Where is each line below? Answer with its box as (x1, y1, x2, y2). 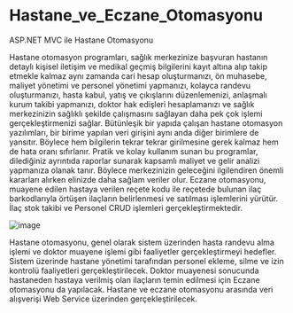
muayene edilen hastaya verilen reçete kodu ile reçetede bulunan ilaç (9, 184, 262, 194)
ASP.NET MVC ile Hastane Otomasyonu (9, 35, 154, 45)
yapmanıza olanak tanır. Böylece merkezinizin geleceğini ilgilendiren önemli (9, 165, 284, 176)
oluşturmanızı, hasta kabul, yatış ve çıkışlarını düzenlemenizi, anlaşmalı (9, 90, 267, 100)
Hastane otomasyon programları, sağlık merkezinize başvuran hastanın (9, 51, 268, 62)
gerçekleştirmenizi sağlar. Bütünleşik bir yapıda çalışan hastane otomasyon (9, 117, 283, 129)
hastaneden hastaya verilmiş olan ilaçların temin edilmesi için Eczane (9, 274, 260, 285)
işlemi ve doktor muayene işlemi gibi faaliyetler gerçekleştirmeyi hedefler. (9, 246, 277, 257)
